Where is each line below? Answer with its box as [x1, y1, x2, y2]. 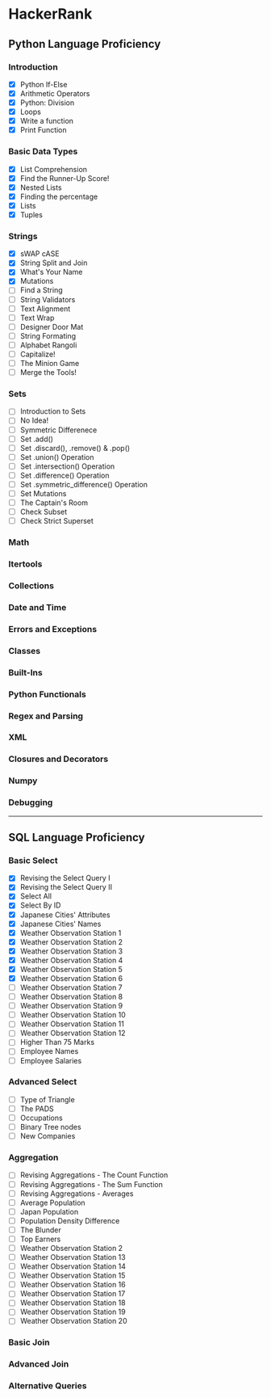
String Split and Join [19, 258, 88, 267]
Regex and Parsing [8, 710, 83, 722]
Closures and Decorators [8, 753, 109, 764]
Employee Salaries [19, 1055, 82, 1065]
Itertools [8, 558, 43, 570]
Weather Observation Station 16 [19, 1280, 127, 1290]
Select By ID [19, 900, 61, 910]
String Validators [19, 294, 76, 304]
